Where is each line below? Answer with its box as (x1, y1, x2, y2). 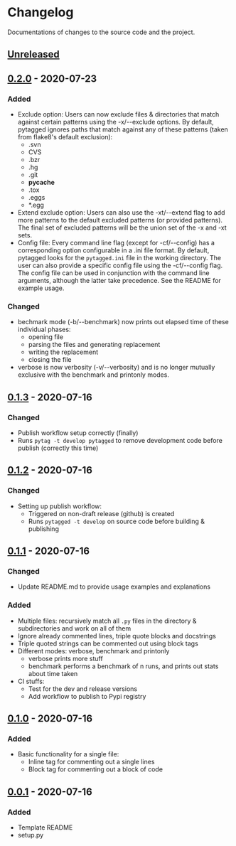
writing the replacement (28, 348, 99, 356)
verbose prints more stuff (28, 654, 103, 663)
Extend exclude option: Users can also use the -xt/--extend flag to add (17, 208, 225, 217)
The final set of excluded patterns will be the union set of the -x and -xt (17, 223, 227, 232)
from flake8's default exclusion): (17, 133, 113, 141)
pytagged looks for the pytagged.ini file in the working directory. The (17, 254, 222, 262)
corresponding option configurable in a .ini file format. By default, (17, 246, 210, 255)
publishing (28, 524, 59, 533)
